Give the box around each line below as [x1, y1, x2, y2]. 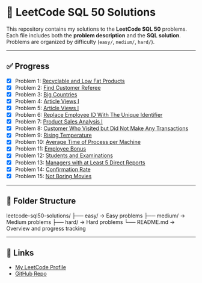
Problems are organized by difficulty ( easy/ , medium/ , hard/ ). [6, 38, 155, 45]
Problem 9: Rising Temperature [14, 132, 92, 139]
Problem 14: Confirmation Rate [14, 166, 91, 173]
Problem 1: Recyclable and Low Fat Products [14, 77, 125, 84]
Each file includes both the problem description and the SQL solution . [6, 31, 182, 39]
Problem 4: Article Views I [14, 98, 79, 105]
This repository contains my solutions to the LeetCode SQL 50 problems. [6, 25, 188, 33]
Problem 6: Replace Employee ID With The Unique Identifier [14, 111, 163, 119]
